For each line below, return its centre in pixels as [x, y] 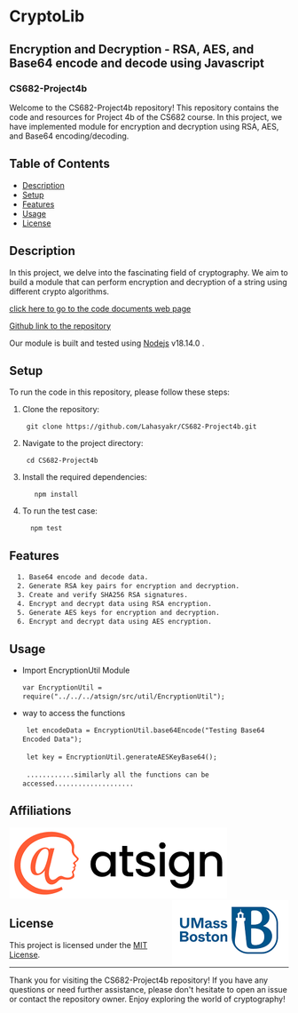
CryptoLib [47, 16]
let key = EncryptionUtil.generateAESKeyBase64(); [122, 757]
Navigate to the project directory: [82, 443]
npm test [47, 529]
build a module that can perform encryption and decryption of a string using [149, 282]
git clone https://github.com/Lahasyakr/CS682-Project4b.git [141, 427]
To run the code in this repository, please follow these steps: [120, 392]
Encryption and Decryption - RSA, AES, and [132, 49]
